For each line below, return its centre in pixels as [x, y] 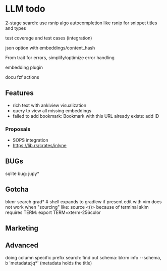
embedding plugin [24, 67]
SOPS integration [30, 140]
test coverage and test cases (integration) [49, 38]
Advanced [22, 245]
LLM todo [25, 9]
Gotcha [17, 189]
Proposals [18, 129]
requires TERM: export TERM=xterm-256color [53, 212]
